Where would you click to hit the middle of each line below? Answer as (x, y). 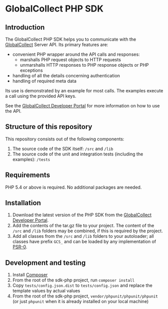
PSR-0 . (20, 247)
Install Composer (30, 275)
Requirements (28, 175)
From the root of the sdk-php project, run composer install (73, 280)
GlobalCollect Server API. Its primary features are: (57, 45)
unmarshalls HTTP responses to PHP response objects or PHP (84, 65)
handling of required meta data (44, 81)
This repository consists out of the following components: (65, 139)
